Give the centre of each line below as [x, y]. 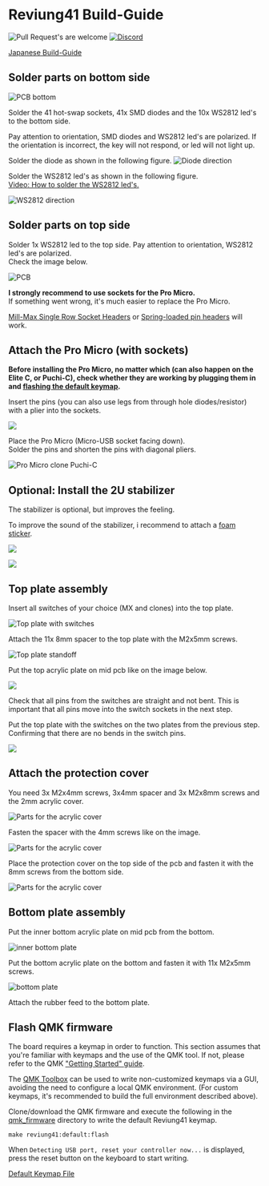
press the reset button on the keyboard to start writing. [99, 1158]
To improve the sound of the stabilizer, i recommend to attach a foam [122, 525]
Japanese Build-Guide [45, 52]
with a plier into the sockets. [55, 411]
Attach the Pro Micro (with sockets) [98, 350]
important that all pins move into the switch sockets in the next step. [120, 709]
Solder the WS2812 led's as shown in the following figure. [103, 176]
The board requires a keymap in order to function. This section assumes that [134, 1047]
